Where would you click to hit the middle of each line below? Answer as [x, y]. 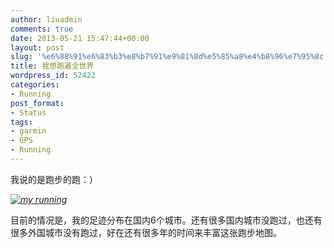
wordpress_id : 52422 [53, 76]
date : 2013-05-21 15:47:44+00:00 [80, 38]
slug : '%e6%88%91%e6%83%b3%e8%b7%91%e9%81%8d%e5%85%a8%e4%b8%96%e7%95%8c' [169, 57]
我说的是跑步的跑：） [54, 179]
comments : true [42, 29]
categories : [35, 85]
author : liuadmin [46, 19]
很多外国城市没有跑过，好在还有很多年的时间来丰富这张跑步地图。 [146, 232]
